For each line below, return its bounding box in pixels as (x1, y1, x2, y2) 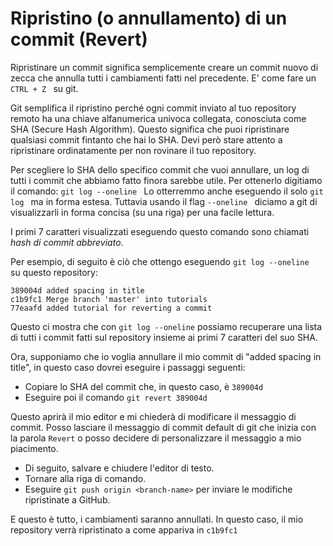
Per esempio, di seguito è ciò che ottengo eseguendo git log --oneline (10, 255, 310, 267)
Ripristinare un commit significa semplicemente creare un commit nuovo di (10, 61, 319, 73)
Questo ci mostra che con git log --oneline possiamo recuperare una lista (10, 320, 323, 332)
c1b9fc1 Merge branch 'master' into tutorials (10, 294, 208, 304)
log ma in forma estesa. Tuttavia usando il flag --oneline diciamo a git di (10, 195, 318, 207)
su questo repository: (10, 266, 98, 278)
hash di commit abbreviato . (10, 236, 124, 248)
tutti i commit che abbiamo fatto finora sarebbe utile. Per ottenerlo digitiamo (10, 174, 323, 186)
